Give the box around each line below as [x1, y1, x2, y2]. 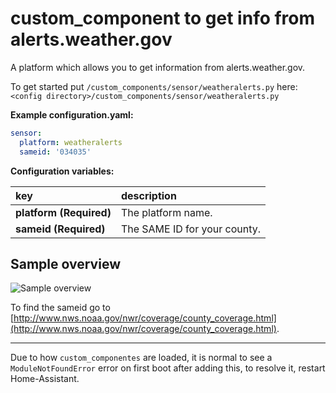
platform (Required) [15, 205, 112, 219]
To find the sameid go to [10, 302, 111, 314]
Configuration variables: [10, 165, 115, 177]
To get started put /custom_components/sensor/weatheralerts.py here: [10, 80, 298, 92]
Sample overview [10, 255, 121, 272]
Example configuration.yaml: [10, 108, 134, 121]
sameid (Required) [15, 222, 106, 236]
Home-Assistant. [10, 373, 80, 385]
